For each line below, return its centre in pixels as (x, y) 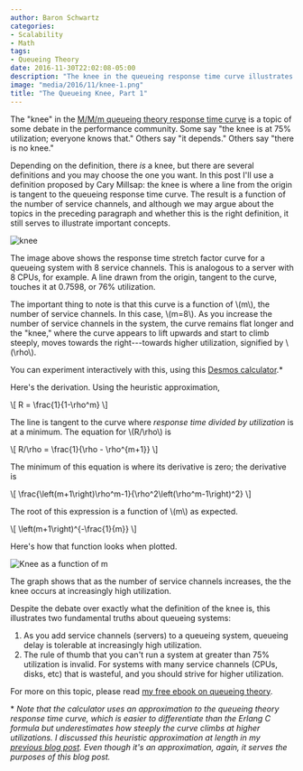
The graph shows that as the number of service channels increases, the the (151, 581)
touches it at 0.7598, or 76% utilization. (83, 286)
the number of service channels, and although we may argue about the (142, 203)
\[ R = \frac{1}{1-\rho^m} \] (59, 404)
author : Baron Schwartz (55, 18)
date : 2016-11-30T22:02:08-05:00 (73, 69)
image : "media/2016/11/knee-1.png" (77, 85)
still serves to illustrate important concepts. (90, 223)
